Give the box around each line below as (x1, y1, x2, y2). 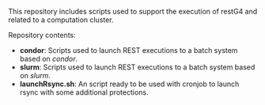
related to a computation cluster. (8, 15, 114, 24)
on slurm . (19, 71, 51, 80)
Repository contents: (8, 31, 77, 39)
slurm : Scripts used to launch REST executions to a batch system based (19, 62, 256, 72)
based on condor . (19, 54, 78, 63)
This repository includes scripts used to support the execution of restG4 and (8, 7, 258, 16)
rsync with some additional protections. (19, 88, 149, 97)
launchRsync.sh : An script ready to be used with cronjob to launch (19, 79, 240, 88)
